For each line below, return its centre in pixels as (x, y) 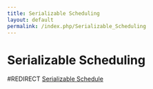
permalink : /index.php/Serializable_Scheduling (77, 26)
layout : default (30, 20)
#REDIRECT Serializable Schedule (55, 79)
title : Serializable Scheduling (53, 13)
